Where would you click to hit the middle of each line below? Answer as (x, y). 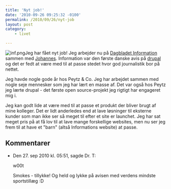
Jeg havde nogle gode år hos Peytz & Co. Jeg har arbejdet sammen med (82, 79)
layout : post (19, 24)
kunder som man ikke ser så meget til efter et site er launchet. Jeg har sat (83, 116)
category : (16, 29)
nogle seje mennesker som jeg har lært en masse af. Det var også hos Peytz (86, 85)
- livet (23, 34)
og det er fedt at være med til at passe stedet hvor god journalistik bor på (83, 64)
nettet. (12, 69)
